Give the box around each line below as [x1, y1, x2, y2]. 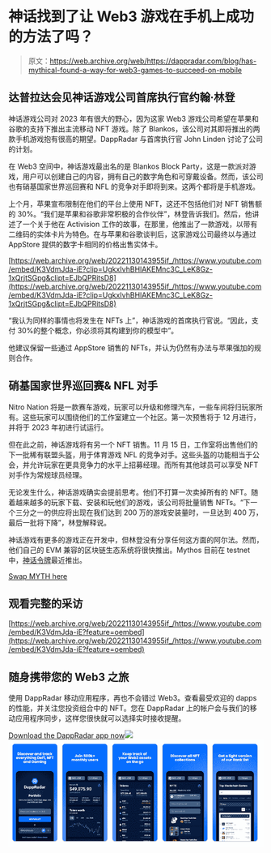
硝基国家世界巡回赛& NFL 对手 [8, 379, 159, 393]
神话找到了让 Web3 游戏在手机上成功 [8, 7, 255, 26]
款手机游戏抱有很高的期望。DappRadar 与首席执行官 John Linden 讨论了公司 [8, 134, 263, 144]
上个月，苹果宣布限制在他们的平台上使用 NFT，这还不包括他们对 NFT [8, 199, 239, 208]
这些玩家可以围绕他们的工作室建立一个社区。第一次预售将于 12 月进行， [22, 412, 261, 422]
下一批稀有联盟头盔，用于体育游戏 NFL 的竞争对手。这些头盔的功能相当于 [8, 449, 253, 459]
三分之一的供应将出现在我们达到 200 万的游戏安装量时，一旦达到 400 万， [15, 508, 263, 517]
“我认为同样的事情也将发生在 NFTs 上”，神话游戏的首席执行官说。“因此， [8, 315, 252, 325]
